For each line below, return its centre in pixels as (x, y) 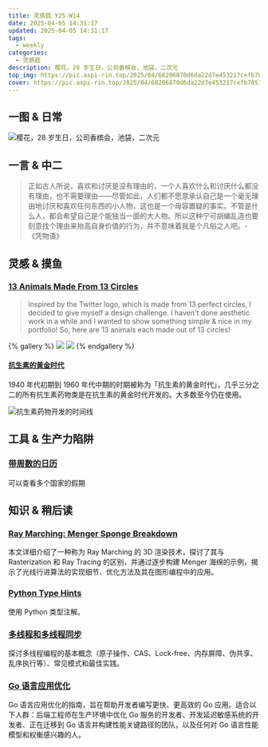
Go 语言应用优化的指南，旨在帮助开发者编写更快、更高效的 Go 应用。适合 (129, 705)
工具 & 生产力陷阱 (51, 439)
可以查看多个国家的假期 (47, 483)
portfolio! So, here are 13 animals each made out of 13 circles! (129, 329)
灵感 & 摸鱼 (35, 263)
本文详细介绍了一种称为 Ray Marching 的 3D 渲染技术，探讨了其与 (116, 552)
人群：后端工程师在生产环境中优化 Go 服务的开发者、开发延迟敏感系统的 (134, 715)
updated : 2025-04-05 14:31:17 (59, 30)
